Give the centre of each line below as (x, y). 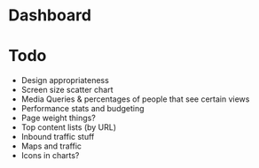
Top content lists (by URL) (69, 127)
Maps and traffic (51, 146)
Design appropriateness (65, 80)
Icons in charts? (50, 156)
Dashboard (50, 15)
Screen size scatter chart (67, 90)
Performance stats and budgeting (82, 109)
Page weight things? (59, 118)
